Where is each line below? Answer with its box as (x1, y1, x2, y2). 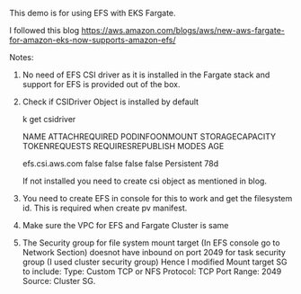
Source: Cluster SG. (22, 276, 96, 286)
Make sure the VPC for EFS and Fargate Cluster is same (22, 220, 229, 230)
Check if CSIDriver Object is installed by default (22, 96, 199, 107)
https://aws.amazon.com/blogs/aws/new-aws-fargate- (81, 25, 286, 35)
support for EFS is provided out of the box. (22, 79, 181, 89)
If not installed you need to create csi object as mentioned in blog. (22, 175, 268, 186)
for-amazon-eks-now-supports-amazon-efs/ (9, 35, 176, 45)
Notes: (9, 52, 34, 62)
